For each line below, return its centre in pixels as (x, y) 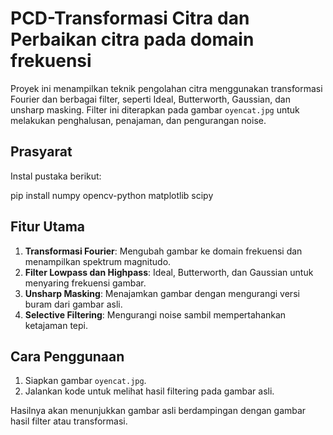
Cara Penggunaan (67, 356)
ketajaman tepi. (56, 325)
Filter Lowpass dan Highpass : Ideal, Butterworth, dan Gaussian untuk (169, 272)
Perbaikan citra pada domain (132, 39)
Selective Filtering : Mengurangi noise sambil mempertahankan (155, 314)
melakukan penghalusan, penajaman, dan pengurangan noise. (138, 120)
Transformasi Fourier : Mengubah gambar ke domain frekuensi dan (163, 251)
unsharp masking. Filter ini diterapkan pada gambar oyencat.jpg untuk (155, 109)
